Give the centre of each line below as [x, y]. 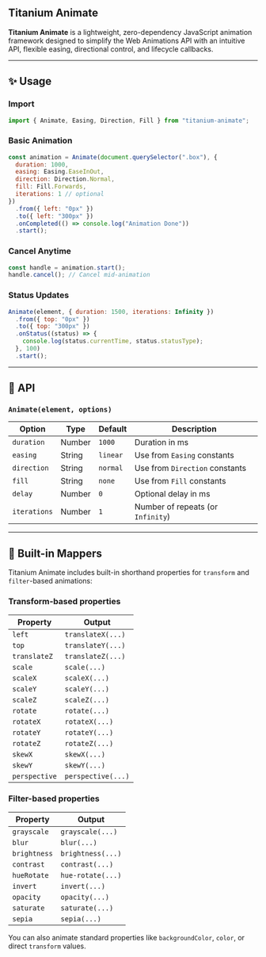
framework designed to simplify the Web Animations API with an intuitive [127, 40]
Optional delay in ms [172, 494]
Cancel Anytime [40, 251]
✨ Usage [30, 81]
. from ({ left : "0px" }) [54, 209]
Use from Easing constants [184, 455]
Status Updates [39, 295]
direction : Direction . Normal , [65, 179]
